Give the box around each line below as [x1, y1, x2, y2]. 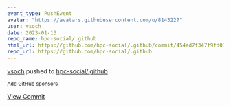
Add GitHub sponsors [7, 80, 58, 87]
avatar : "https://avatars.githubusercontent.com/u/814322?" [7, 16, 184, 23]
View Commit [7, 92, 45, 100]
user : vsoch [7, 23, 41, 29]
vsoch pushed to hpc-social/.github [7, 67, 108, 75]
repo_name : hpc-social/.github [7, 36, 97, 43]
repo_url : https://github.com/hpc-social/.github [7, 49, 153, 56]
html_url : [7, 42, 36, 49]
